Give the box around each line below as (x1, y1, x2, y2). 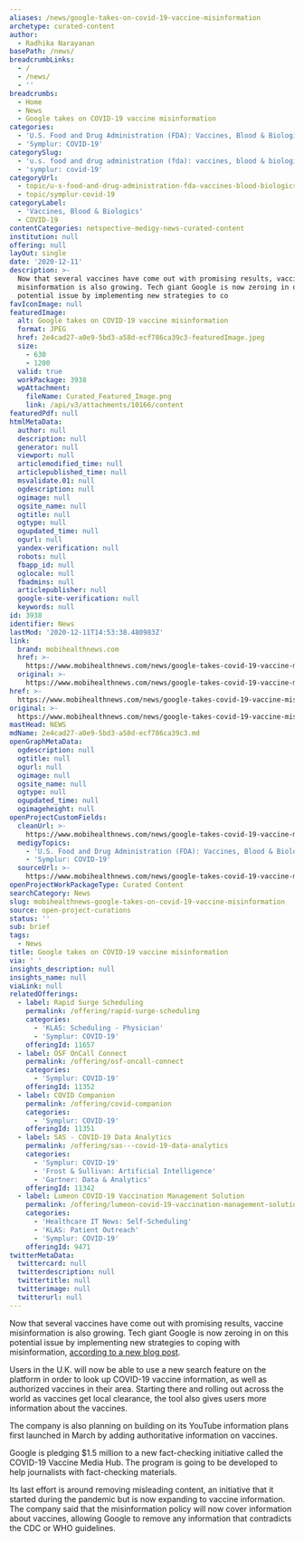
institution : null (9, 232, 79, 241)
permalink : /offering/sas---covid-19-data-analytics (25, 1142, 229, 1151)
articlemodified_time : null (17, 459, 124, 469)
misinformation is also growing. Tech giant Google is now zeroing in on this (9, 1327, 290, 1338)
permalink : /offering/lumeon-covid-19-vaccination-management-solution (25, 1201, 301, 1210)
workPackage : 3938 (17, 375, 88, 385)
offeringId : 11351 (25, 1125, 95, 1134)
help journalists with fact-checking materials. (9, 1466, 177, 1477)
